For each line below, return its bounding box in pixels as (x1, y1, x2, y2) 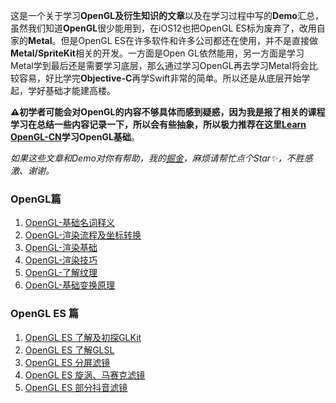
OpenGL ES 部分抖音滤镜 (24, 381, 128, 393)
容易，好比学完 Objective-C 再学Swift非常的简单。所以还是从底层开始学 (18, 72, 311, 84)
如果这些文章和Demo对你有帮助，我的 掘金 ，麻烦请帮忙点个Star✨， (10, 152, 287, 164)
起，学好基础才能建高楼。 (10, 85, 116, 96)
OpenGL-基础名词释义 (24, 217, 116, 229)
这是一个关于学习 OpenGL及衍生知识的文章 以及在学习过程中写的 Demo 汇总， (10, 10, 324, 21)
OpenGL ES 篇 (10, 307, 80, 321)
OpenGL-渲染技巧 (24, 254, 98, 266)
